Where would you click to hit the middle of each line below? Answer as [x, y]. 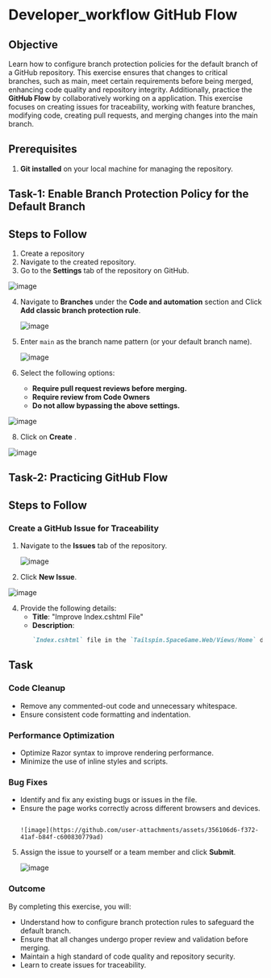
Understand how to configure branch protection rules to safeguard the [137, 922]
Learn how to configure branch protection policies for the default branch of [133, 64]
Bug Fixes [28, 782]
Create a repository [52, 254]
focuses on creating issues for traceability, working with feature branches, [132, 107]
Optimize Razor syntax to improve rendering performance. [117, 752]
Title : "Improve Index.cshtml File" [88, 617]
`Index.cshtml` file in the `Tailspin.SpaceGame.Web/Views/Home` [144, 640]
